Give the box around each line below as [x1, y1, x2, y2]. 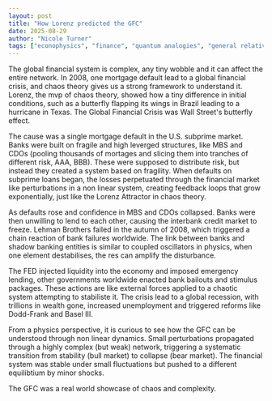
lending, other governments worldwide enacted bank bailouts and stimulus [8, 275, 257, 284]
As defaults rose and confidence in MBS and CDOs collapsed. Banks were [8, 207, 256, 217]
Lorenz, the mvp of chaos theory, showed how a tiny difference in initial [8, 90, 247, 100]
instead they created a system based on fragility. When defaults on [8, 166, 232, 176]
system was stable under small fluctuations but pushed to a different [8, 360, 237, 369]
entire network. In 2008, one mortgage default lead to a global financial [8, 73, 246, 83]
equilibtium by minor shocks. [8, 368, 105, 378]
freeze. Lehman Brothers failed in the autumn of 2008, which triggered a [8, 224, 250, 235]
